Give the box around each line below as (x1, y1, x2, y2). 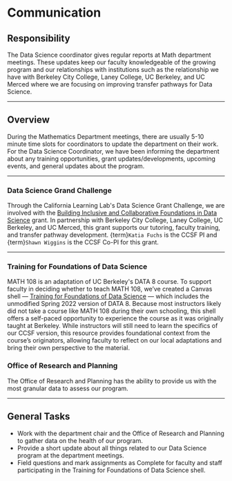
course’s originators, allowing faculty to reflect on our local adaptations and (7, 336, 222, 345)
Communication (7, 5, 101, 21)
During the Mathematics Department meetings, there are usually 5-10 (7, 132, 204, 140)
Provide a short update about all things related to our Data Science (17, 444, 207, 452)
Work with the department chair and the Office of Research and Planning (17, 429, 224, 437)
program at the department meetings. (17, 451, 124, 460)
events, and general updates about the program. (7, 161, 145, 170)
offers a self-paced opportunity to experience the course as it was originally (7, 314, 224, 323)
